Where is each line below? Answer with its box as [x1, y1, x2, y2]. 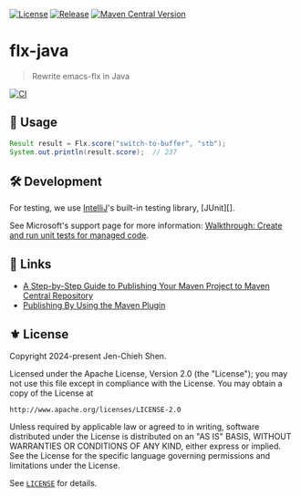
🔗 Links [9, 256, 52, 272]
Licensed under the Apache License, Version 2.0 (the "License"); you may [9, 368, 288, 378]
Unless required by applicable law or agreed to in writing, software [9, 420, 260, 432]
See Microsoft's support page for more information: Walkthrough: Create [9, 220, 283, 232]
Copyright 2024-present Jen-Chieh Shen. [9, 350, 167, 361]
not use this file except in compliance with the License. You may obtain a [9, 378, 283, 388]
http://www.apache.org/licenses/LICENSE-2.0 [9, 405, 182, 414]
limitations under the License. [9, 460, 120, 471]
